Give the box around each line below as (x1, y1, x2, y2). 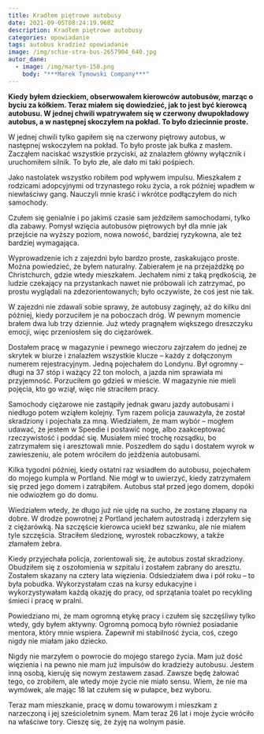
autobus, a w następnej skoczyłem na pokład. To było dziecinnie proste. (8, 117, 249, 126)
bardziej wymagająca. (8, 238, 80, 247)
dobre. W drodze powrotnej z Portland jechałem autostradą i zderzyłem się (8, 513, 251, 523)
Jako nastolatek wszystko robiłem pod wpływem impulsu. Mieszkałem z (8, 172, 242, 182)
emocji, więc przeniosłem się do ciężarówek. (8, 327, 154, 336)
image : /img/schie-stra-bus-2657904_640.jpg (8, 48, 157, 56)
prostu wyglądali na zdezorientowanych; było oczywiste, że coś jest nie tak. (8, 287, 255, 296)
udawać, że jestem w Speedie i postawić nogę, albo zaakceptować (8, 424, 226, 434)
